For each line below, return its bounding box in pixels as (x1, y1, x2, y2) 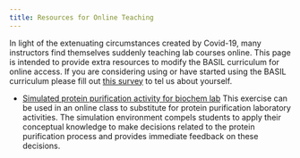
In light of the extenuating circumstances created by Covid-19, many (9, 37, 261, 48)
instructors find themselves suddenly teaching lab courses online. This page (9, 46, 291, 58)
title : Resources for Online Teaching (9, 12, 154, 22)
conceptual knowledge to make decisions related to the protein (21, 121, 255, 132)
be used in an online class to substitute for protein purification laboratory (21, 102, 291, 112)
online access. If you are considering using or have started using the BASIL (9, 66, 287, 77)
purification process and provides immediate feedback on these (21, 130, 259, 141)
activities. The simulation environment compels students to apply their (21, 112, 282, 122)
